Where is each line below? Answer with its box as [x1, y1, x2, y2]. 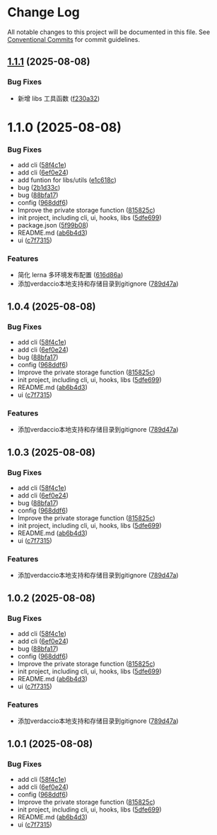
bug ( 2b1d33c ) [17, 184, 61, 192]
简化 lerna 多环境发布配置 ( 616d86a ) [17, 271, 124, 279]
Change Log [7, 4, 80, 21]
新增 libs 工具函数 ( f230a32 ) [17, 94, 100, 103]
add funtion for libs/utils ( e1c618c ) [17, 176, 117, 184]
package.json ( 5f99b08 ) [17, 221, 89, 230]
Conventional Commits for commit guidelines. [7, 35, 140, 43]
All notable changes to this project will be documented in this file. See [7, 28, 211, 36]
